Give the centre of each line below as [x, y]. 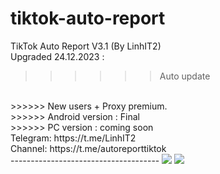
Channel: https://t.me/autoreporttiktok [88, 148]
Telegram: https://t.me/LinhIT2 [73, 138]
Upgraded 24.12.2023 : [57, 56]
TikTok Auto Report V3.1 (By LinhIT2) [86, 46]
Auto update [185, 76]
